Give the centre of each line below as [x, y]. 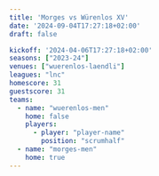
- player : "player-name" [79, 133]
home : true [45, 157]
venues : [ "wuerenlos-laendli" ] [67, 67]
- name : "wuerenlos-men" [63, 108]
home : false [47, 116]
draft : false [33, 34]
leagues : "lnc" [37, 75]
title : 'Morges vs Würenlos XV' [69, 17]
